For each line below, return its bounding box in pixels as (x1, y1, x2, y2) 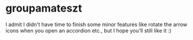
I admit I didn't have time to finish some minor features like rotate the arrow (5, 21, 188, 28)
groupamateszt (5, 2, 82, 15)
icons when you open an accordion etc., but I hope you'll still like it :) (5, 27, 172, 34)
